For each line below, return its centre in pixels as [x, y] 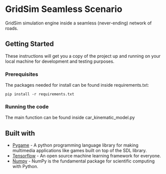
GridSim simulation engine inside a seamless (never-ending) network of [79, 23]
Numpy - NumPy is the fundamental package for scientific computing [83, 161]
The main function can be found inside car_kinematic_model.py [70, 118]
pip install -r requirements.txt [40, 94]
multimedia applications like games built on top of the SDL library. [80, 151]
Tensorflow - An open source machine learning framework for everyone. [87, 156]
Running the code [27, 107]
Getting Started [30, 44]
